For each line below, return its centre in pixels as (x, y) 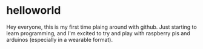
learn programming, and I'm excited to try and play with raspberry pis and (98, 33)
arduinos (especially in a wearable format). (60, 39)
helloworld (34, 10)
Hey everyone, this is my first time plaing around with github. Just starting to (101, 27)
